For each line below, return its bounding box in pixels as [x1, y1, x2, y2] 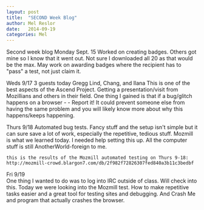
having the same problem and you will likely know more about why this [6, 105, 183, 113]
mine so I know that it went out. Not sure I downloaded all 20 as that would [6, 55, 193, 62]
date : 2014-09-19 [6, 26, 56, 32]
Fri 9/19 [6, 171, 25, 178]
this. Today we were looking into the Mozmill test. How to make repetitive [6, 184, 189, 191]
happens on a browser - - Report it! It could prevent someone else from [6, 99, 185, 107]
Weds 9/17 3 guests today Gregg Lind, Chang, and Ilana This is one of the [6, 80, 190, 87]
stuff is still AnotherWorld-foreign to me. [6, 143, 107, 150]
